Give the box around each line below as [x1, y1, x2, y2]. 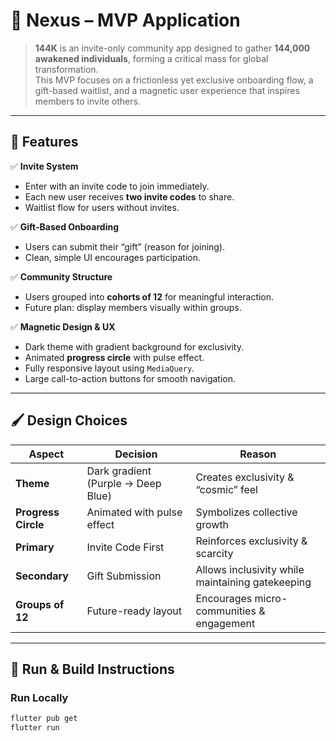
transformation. [34, 63, 99, 75]
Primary [15, 540, 55, 554]
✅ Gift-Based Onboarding [10, 220, 119, 233]
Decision [114, 447, 158, 461]
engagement [195, 616, 256, 630]
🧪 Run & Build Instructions [10, 660, 175, 678]
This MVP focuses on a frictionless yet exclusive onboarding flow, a [34, 74, 314, 86]
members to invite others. [34, 95, 141, 107]
